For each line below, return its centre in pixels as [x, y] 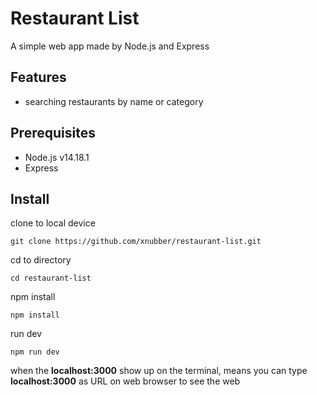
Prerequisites [53, 133]
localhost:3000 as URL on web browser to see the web [125, 381]
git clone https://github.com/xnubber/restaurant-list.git [136, 242]
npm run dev [35, 352]
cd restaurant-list [51, 278]
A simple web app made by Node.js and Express [110, 46]
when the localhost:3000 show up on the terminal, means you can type [159, 371]
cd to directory [41, 260]
